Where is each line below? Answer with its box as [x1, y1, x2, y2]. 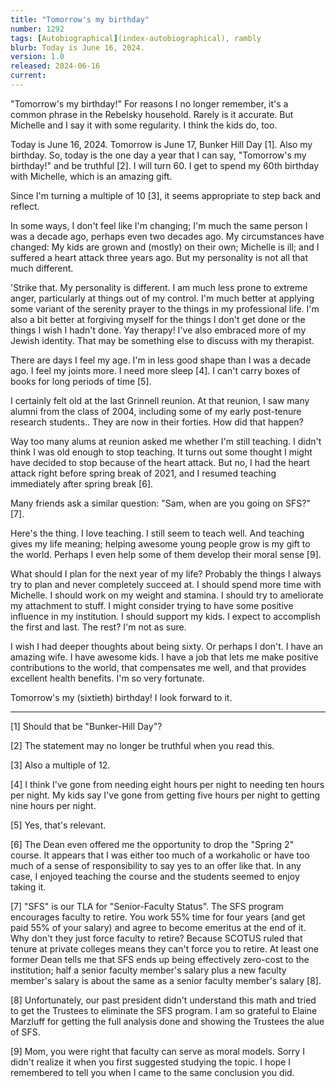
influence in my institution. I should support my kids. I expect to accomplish [10, 610, 321, 622]
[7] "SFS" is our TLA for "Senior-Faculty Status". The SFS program [10, 900, 284, 912]
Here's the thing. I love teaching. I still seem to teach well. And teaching [10, 527, 305, 539]
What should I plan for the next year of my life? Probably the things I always [10, 567, 322, 580]
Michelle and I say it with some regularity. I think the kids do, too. [10, 119, 278, 131]
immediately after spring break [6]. [10, 477, 154, 490]
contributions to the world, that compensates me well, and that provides [10, 661, 307, 673]
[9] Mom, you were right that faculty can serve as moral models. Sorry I [10, 1045, 305, 1057]
